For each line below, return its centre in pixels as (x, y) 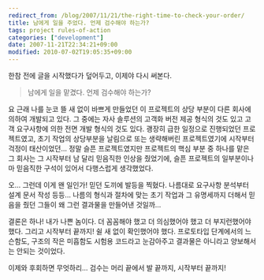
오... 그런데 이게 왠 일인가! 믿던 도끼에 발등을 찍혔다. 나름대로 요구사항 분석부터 (129, 185)
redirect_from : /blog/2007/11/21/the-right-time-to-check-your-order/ (126, 15)
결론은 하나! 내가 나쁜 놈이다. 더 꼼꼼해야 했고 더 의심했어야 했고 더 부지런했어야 (130, 221)
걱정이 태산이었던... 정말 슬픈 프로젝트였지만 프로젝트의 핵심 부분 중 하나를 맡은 (129, 148)
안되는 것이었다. (41, 251)
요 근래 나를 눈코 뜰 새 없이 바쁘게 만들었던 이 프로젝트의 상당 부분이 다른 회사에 (130, 109)
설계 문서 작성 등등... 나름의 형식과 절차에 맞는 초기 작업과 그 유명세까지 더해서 (128, 195)
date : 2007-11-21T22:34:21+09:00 (63, 45)
